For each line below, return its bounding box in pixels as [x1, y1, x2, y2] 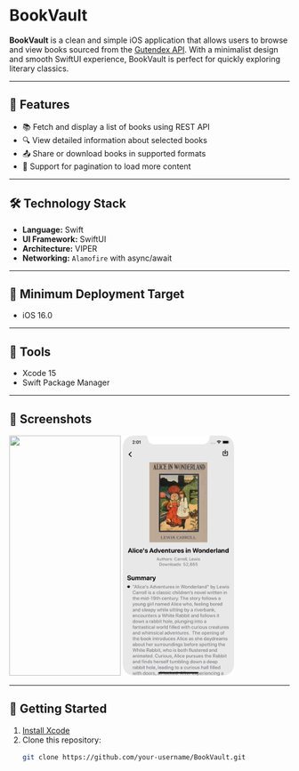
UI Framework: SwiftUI [21, 233, 107, 245]
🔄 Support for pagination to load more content [21, 161, 191, 172]
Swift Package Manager [21, 377, 110, 388]
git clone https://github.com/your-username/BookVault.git [21, 752, 246, 761]
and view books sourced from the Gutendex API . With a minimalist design [9, 44, 279, 54]
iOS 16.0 [21, 310, 53, 321]
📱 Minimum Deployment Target [9, 286, 185, 301]
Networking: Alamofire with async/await [21, 253, 173, 263]
